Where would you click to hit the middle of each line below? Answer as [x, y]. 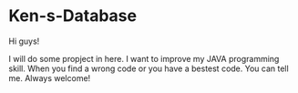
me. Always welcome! [50, 77]
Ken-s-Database [73, 16]
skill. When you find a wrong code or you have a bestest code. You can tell [149, 68]
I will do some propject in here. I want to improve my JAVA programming [144, 58]
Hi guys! [24, 41]
